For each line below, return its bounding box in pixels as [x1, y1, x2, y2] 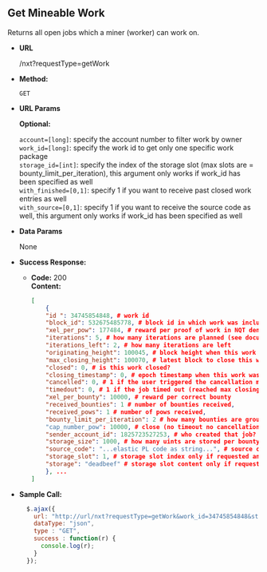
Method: [18, 73, 49, 83]
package [18, 151, 49, 161]
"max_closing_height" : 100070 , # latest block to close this [45, 356, 253, 364]
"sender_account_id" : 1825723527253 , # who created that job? [45, 431, 257, 439]
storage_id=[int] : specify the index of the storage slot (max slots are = [18, 160, 254, 169]
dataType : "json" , [33, 519, 95, 528]
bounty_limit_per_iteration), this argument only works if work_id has [18, 168, 241, 178]
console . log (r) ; [40, 542, 95, 550]
